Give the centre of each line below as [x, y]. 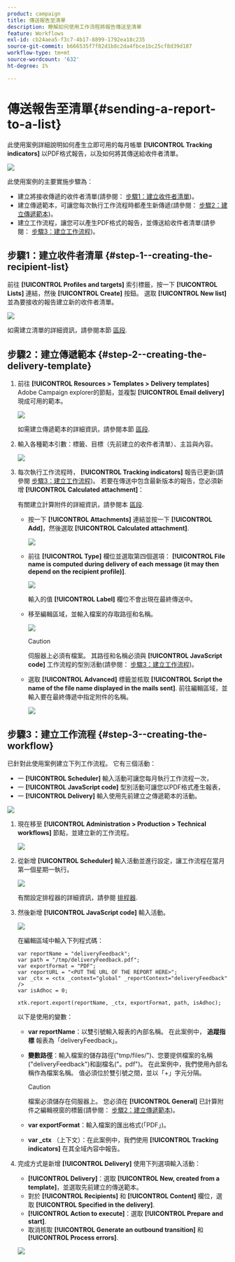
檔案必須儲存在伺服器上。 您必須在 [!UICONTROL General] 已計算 [123, 1101]
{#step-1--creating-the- [159, 256]
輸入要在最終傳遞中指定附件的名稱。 [80, 697]
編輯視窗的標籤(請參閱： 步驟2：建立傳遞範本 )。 [110, 1110]
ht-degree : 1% [28, 66]
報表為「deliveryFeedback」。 [79, 1040]
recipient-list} [38, 267]
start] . [37, 1221]
